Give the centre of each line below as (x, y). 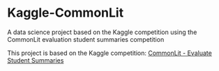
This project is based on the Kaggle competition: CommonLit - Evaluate (110, 53)
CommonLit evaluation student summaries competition (86, 39)
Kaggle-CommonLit (66, 13)
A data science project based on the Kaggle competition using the (102, 32)
